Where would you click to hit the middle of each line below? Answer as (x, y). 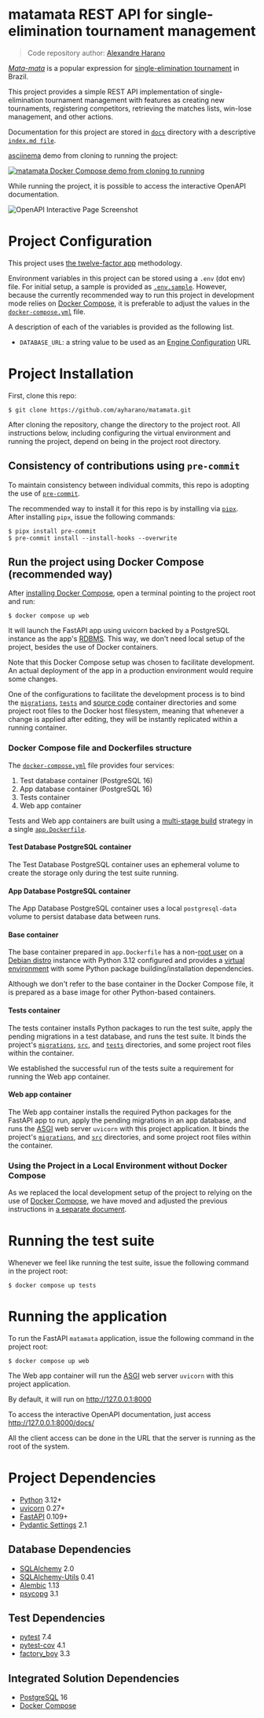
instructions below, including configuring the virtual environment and (119, 433)
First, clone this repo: (42, 395)
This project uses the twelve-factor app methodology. (95, 263)
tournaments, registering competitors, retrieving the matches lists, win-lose (130, 108)
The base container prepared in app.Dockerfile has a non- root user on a (126, 952)
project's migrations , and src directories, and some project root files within (130, 1137)
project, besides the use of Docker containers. (83, 647)
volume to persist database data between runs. (84, 917)
